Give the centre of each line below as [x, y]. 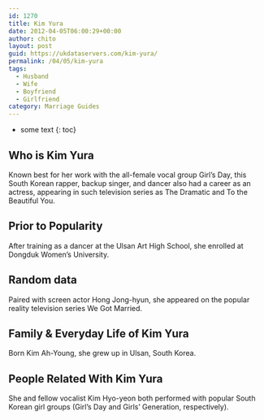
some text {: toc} [48, 130]
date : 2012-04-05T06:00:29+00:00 [65, 31]
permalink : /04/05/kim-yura [56, 62]
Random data [43, 280]
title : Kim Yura [36, 24]
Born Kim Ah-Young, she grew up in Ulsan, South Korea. [102, 353]
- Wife [27, 84]
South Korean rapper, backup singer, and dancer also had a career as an [130, 183]
